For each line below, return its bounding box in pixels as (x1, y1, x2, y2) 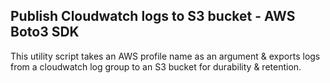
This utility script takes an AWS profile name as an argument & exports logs (10, 50, 321, 62)
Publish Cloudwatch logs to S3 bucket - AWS (10, 8, 296, 25)
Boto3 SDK (10, 24, 80, 41)
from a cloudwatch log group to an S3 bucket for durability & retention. (10, 60, 302, 73)
